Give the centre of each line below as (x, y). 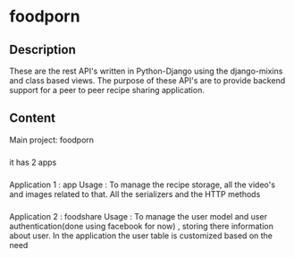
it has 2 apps (33, 162)
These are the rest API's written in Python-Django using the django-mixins (146, 71)
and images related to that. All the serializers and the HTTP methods (135, 193)
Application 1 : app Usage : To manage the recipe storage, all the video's (142, 185)
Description (42, 50)
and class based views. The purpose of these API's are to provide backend (147, 81)
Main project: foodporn (52, 140)
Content (33, 118)
